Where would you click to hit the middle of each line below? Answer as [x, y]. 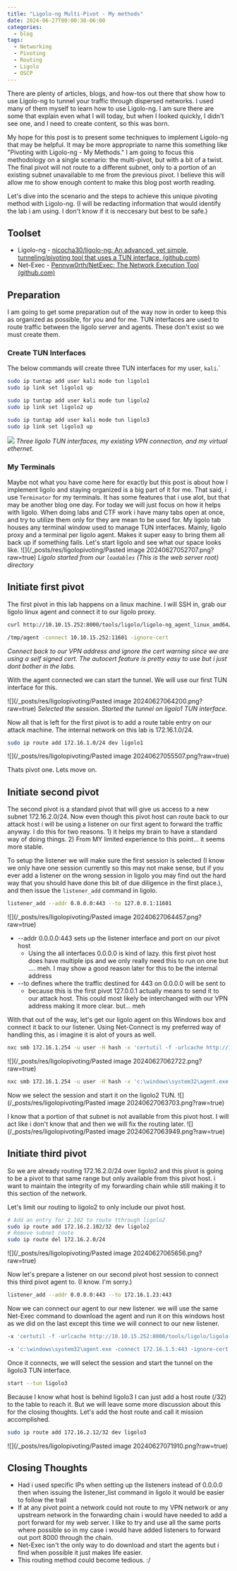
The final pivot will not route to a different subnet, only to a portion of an [112, 167]
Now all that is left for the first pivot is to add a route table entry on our [109, 722]
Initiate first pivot [46, 587]
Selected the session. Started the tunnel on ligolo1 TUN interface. [133, 708]
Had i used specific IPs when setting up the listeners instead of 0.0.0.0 [120, 1485]
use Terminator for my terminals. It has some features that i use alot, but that [119, 497]
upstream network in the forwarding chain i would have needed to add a [122, 1515]
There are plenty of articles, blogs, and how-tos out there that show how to [116, 93]
